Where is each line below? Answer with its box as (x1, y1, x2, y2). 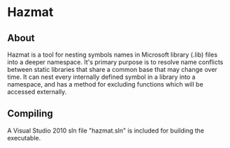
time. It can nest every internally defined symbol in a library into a (7, 73, 196, 81)
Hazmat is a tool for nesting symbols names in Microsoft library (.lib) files (7, 50, 218, 59)
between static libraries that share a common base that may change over (7, 66, 218, 73)
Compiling (7, 108, 54, 119)
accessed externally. (7, 88, 67, 96)
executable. (7, 133, 41, 142)
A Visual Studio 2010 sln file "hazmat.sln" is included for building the (7, 126, 205, 135)
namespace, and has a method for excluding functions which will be (7, 80, 204, 88)
